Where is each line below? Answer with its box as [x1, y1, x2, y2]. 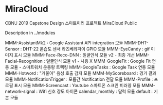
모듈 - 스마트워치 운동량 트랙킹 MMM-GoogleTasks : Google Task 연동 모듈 [10, 64, 155, 70]
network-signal [5, 88, 36, 94]
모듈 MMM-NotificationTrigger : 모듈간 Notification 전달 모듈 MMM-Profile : [5, 76, 153, 82]
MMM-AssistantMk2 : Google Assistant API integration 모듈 [5, 40, 123, 46]
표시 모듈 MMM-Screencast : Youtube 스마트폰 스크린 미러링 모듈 [14, 82, 141, 88]
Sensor [5, 46, 19, 52]
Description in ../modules [5, 30, 55, 35]
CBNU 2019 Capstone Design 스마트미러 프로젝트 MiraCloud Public [5, 20, 137, 26]
